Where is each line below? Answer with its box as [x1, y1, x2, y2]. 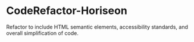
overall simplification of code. [6, 29, 79, 36]
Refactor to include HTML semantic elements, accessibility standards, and [6, 23, 189, 30]
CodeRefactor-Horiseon [6, 4, 128, 17]
